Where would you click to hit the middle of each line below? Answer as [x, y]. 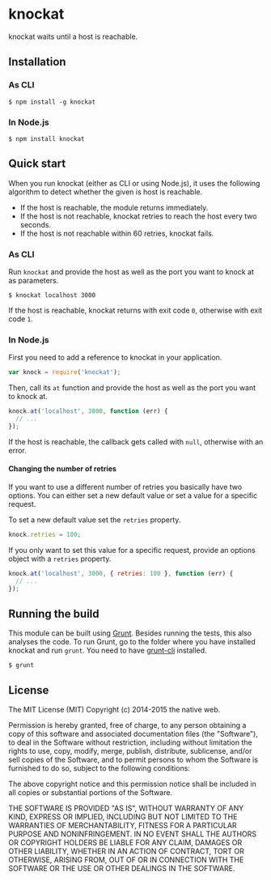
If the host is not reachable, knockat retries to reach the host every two [138, 216]
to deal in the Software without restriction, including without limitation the [130, 742]
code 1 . [21, 319]
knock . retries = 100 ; [45, 535]
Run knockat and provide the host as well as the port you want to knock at [131, 272]
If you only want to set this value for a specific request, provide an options [132, 550]
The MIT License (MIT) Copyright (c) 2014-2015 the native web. [114, 710]
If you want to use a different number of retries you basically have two [125, 487]
